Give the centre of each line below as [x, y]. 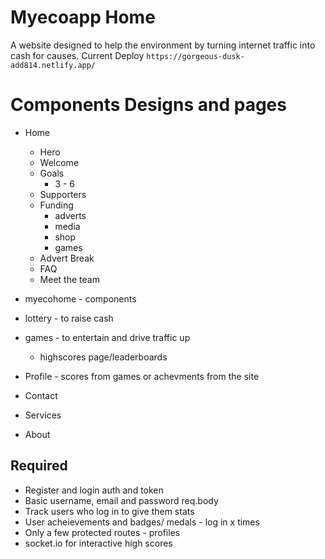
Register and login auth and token [94, 490]
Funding [56, 205]
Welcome [59, 162]
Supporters [63, 194]
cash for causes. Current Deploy [77, 55]
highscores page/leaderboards [103, 357]
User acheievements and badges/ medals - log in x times [142, 522]
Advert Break [67, 258]
